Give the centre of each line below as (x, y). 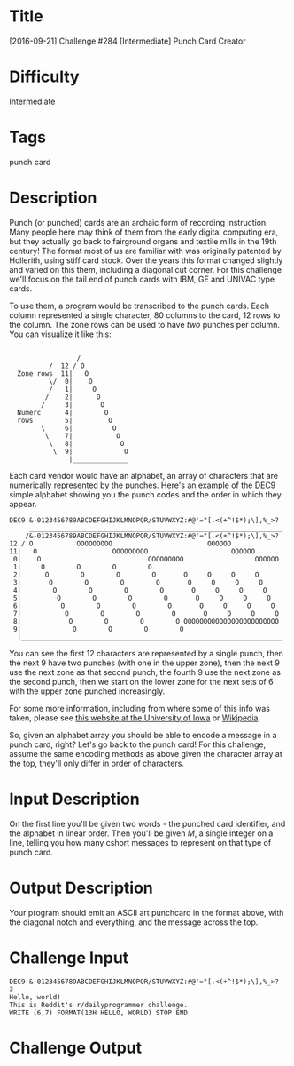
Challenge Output (76, 1048)
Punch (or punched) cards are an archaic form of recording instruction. (139, 222)
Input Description (74, 799)
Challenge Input (69, 958)
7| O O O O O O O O (146, 613)
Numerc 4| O (63, 412)
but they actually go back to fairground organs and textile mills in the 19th (143, 241)
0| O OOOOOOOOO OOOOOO (146, 559)
